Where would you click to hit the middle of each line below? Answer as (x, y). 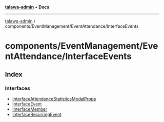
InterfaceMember (30, 109)
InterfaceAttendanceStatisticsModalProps (54, 99)
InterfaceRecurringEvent (37, 114)
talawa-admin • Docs (27, 7)
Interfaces (18, 88)
